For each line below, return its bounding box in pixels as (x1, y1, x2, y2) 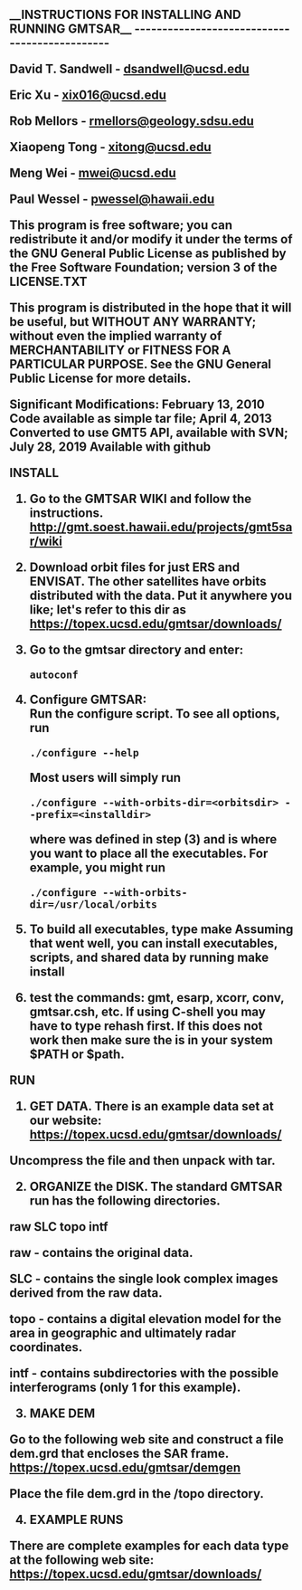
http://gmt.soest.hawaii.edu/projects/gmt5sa (29, 519, 293, 535)
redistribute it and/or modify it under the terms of (9, 232, 293, 247)
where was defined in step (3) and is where (29, 832, 278, 847)
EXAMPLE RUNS (29, 1512, 124, 1528)
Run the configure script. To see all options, (29, 706, 280, 722)
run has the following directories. (29, 1194, 222, 1209)
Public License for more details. (9, 371, 192, 386)
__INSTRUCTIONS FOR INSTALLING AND (9, 7, 241, 23)
